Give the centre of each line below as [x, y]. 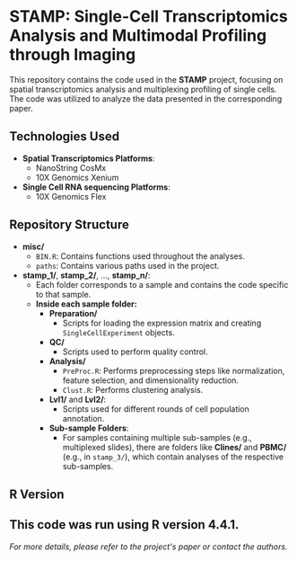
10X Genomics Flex [71, 196]
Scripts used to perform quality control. [135, 352]
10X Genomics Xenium [77, 177]
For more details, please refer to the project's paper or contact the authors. [148, 547]
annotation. [83, 418]
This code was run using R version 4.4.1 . [124, 525]
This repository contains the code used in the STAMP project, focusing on [146, 79]
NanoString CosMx [71, 167]
